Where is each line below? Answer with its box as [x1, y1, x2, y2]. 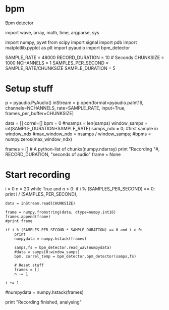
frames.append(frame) [5, 214, 51, 219]
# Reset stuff [14, 263, 44, 268]
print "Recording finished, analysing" [5, 299, 82, 305]
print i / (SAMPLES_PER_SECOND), [5, 191, 78, 197]
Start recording [5, 169, 71, 181]
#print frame [5, 218, 33, 224]
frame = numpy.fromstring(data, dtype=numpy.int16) [5, 210, 116, 215]
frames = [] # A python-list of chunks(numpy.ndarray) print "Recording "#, [5, 146, 160, 152]
